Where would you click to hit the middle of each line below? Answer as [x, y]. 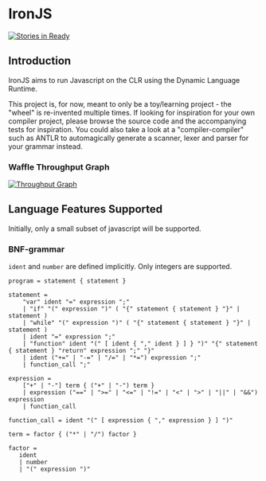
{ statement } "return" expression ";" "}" [82, 351]
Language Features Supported [86, 209]
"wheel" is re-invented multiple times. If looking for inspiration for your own [132, 112]
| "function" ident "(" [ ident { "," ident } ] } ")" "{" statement [141, 344]
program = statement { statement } [67, 281]
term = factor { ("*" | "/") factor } [72, 435]
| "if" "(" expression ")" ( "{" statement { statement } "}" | [131, 309]
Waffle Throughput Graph [59, 166]
